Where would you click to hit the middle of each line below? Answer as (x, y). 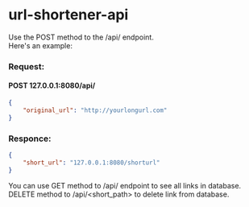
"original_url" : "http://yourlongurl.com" (95, 110)
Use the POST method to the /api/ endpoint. (81, 37)
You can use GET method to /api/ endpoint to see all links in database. (125, 185)
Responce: (30, 139)
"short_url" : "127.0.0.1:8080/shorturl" (91, 163)
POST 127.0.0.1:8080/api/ (52, 85)
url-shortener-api (68, 15)
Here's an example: (40, 45)
